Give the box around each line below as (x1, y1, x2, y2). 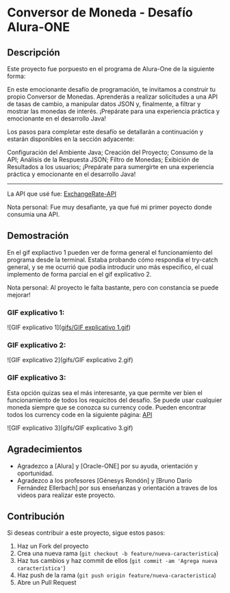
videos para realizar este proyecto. (16, 491, 116, 499)
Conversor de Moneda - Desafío (7, 5, 193, 21)
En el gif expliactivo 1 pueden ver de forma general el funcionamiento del (7, 248, 213, 256)
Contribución (7, 510, 65, 522)
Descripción (7, 47, 60, 58)
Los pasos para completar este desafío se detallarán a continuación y (7, 128, 203, 136)
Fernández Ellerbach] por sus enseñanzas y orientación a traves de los (16, 483, 218, 492)
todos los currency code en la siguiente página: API (7, 410, 153, 418)
